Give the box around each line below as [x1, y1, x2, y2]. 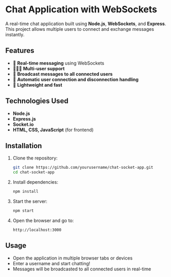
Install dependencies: [12, 179, 59, 185]
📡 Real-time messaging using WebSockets [12, 60, 104, 66]
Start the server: [12, 199, 48, 204]
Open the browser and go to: [12, 217, 74, 224]
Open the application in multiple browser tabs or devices [12, 255, 132, 261]
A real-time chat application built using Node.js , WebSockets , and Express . [5, 21, 166, 27]
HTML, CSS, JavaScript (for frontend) [12, 127, 94, 133]
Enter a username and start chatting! [12, 260, 91, 266]
